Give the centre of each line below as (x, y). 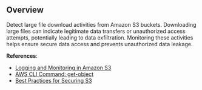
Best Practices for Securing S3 (53, 80)
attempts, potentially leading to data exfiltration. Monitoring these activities (100, 37)
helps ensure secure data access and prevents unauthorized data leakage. (99, 44)
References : (22, 56)
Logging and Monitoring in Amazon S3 (63, 67)
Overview (25, 10)
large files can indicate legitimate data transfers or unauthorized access (96, 31)
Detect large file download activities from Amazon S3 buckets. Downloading (101, 24)
